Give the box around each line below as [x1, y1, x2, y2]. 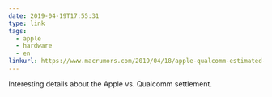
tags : [8, 27, 27, 35]
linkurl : [8, 57, 38, 65]
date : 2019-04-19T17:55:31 [8, 11, 100, 20]
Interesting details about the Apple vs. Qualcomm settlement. [8, 78, 213, 89]
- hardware [15, 42, 53, 50]
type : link [8, 19, 45, 27]
